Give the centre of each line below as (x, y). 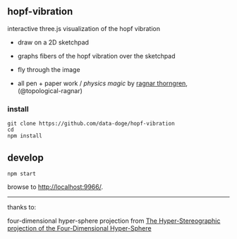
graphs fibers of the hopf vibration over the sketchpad (96, 56)
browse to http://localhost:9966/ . (55, 187)
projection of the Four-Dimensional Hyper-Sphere (79, 228)
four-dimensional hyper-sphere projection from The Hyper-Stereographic (114, 221)
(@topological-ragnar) (50, 90)
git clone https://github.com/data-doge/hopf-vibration (91, 124)
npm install (25, 136)
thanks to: (22, 207)
